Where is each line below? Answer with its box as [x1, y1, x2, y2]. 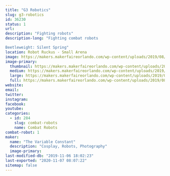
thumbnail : [10, 64, 33, 69]
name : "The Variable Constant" [10, 139, 76, 145]
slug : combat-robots [14, 120, 58, 125]
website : [5, 83, 24, 88]
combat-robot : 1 [5, 130, 39, 135]
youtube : [5, 106, 24, 112]
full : [10, 78, 22, 83]
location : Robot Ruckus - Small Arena [5, 49, 87, 55]
